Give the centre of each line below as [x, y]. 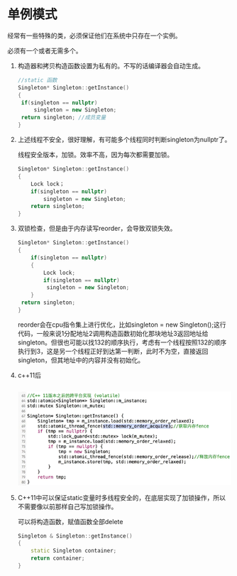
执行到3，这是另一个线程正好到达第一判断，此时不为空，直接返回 [113, 351]
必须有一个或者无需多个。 [45, 50]
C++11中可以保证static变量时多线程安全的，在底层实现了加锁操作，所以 [121, 497]
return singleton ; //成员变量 [64, 118]
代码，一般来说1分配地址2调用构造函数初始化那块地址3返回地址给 [113, 333]
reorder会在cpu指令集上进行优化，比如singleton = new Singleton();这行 [122, 325]
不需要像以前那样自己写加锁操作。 [67, 506]
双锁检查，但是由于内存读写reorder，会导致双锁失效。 [97, 229]
